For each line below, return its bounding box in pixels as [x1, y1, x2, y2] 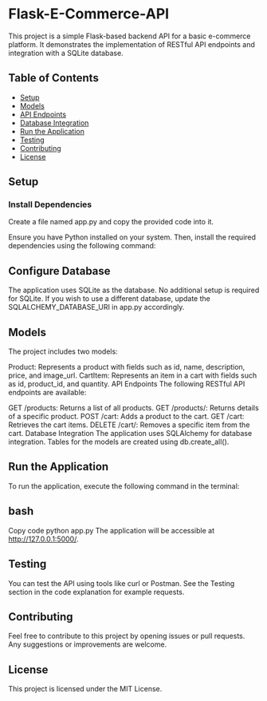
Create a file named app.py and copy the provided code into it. [8, 217, 214, 227]
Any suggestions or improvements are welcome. [8, 640, 167, 649]
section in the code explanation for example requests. [8, 587, 185, 596]
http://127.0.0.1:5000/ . [8, 534, 79, 544]
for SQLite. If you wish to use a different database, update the [8, 294, 211, 303]
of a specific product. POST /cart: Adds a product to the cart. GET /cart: [8, 412, 245, 422]
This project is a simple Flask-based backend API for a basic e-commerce [8, 31, 251, 41]
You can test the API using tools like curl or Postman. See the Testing [8, 578, 235, 588]
